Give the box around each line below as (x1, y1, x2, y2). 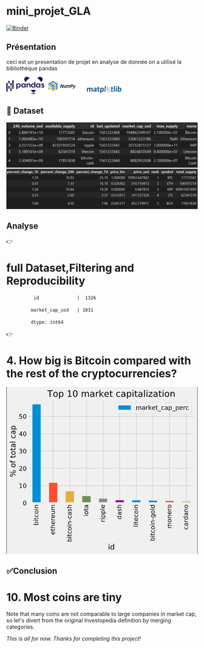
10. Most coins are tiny (6, 590, 122, 604)
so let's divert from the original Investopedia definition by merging (6, 617, 171, 624)
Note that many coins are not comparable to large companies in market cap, (6, 610, 197, 618)
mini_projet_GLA (6, 4, 91, 18)
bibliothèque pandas (6, 64, 58, 72)
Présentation (6, 42, 56, 52)
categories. (6, 623, 35, 630)
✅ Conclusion (6, 566, 58, 576)
